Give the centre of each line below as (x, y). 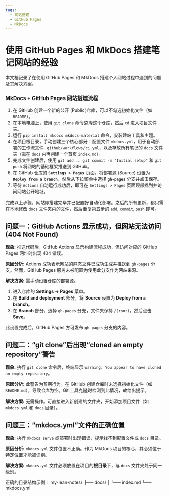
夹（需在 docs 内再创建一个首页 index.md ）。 (58, 154)
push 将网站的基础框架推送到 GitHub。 (52, 167)
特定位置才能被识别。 (27, 455)
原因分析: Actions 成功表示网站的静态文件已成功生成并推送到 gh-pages (77, 264)
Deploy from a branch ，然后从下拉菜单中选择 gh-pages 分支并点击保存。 (87, 179)
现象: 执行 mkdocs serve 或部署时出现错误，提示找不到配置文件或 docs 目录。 (84, 438)
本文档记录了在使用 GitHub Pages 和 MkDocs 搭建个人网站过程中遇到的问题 (83, 78)
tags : (11, 10)
